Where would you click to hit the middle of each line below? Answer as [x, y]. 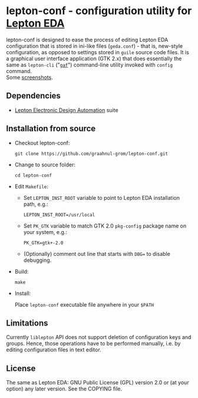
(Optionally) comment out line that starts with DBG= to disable [97, 254]
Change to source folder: [45, 165]
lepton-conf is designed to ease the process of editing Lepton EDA [87, 40]
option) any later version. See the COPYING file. [64, 389]
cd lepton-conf [33, 175]
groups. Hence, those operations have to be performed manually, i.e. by [93, 344]
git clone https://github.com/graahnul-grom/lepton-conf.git [91, 154]
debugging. [37, 260]
